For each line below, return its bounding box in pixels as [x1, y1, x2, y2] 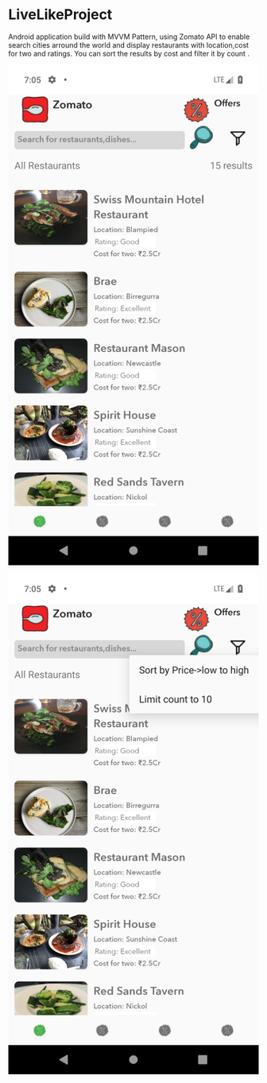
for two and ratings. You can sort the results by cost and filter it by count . [8, 48, 250, 58]
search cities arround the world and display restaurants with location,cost [8, 40, 249, 49]
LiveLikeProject [8, 6, 113, 24]
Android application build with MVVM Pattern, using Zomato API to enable [8, 32, 250, 41]
